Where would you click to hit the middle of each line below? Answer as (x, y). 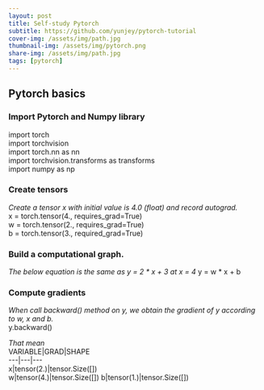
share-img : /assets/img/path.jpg (65, 53)
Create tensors (38, 189)
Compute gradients (47, 293)
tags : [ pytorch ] (36, 61)
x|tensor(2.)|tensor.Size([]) (53, 369)
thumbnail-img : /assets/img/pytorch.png (78, 46)
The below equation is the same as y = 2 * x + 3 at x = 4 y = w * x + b (125, 272)
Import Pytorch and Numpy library (77, 117)
